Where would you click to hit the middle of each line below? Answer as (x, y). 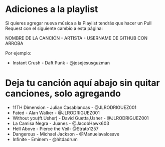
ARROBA (14, 43)
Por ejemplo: (18, 53)
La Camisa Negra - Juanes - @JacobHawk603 (61, 123)
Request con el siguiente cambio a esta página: (54, 28)
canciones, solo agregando (63, 94)
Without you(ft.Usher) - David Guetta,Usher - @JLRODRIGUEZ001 (80, 118)
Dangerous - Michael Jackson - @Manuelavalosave (66, 134)
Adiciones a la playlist (52, 9)
